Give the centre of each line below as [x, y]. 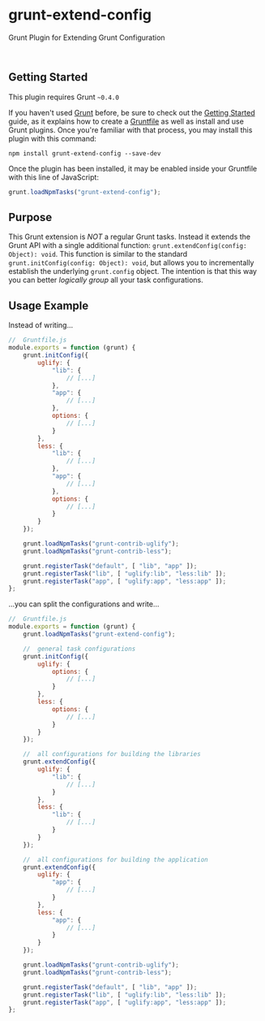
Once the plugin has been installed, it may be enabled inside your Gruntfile [133, 168]
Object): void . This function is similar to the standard [98, 254]
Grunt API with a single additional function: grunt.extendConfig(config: [128, 245]
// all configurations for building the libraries [112, 754]
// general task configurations [79, 649]
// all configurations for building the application [115, 859]
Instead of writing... [41, 325]
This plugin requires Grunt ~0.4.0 [64, 97]
